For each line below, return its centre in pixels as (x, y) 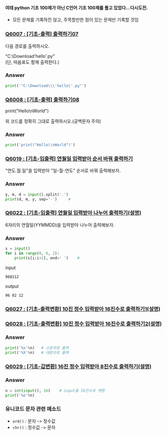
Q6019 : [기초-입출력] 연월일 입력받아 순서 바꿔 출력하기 (69, 159)
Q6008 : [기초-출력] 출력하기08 (42, 100)
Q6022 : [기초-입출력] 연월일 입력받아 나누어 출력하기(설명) (73, 213)
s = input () (18, 249)
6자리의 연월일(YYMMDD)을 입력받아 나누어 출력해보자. (60, 225)
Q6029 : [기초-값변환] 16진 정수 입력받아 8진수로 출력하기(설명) (78, 366)
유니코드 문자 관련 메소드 (33, 409)
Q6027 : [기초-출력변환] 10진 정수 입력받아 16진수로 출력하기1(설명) (83, 309)
